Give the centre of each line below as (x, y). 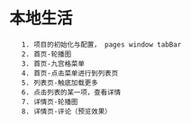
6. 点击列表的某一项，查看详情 (71, 92)
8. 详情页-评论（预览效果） (66, 111)
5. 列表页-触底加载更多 (60, 83)
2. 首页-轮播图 (46, 54)
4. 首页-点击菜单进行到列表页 (70, 73)
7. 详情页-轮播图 (50, 102)
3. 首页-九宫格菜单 (53, 64)
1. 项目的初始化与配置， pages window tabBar (101, 44)
